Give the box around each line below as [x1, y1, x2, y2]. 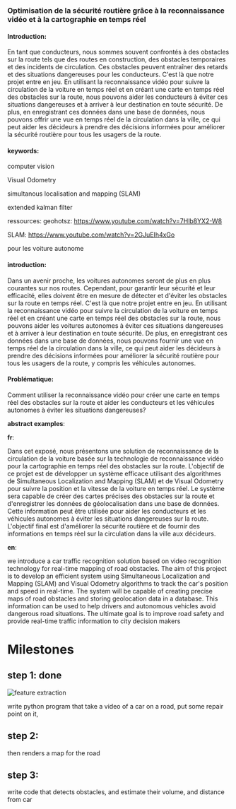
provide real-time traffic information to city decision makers [7, 617, 181, 625]
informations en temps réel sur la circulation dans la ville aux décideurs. [7, 529, 216, 538]
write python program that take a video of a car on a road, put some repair [7, 702, 224, 710]
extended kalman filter [7, 203, 73, 212]
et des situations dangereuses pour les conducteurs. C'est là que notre [7, 70, 214, 79]
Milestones [7, 642, 74, 657]
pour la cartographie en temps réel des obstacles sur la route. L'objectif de [7, 461, 225, 470]
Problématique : [7, 375, 54, 384]
